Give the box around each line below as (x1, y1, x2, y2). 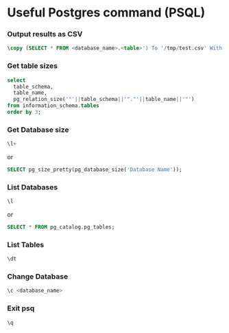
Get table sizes (7, 61, 58, 71)
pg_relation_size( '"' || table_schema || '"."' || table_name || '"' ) (13, 96, 195, 103)
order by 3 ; (7, 108, 41, 116)
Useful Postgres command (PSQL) (7, 5, 206, 21)
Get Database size (7, 125, 69, 135)
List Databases (7, 182, 58, 192)
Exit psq (7, 303, 35, 313)
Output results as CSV (7, 30, 83, 39)
